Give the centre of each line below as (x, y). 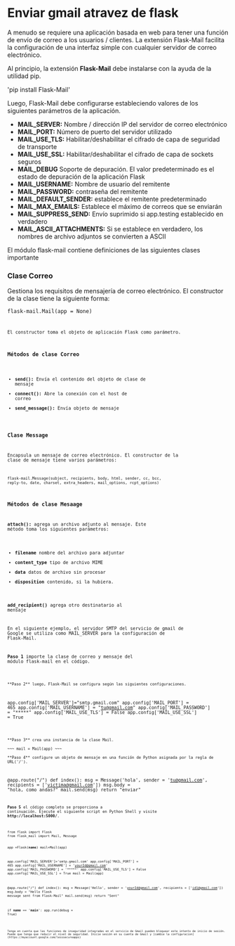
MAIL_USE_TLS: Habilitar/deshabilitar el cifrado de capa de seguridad (119, 139)
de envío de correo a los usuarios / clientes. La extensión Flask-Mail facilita (116, 39)
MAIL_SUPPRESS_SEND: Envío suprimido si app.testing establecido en (120, 214)
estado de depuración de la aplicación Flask (81, 177)
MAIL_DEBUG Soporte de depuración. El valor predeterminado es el (116, 169)
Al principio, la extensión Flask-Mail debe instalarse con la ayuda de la (109, 68)
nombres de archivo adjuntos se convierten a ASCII (92, 236)
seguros (29, 161)
